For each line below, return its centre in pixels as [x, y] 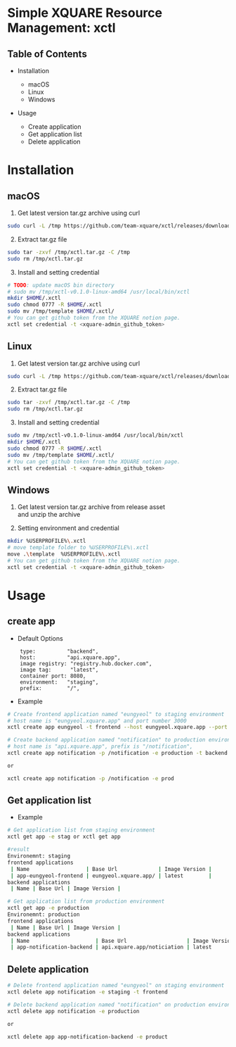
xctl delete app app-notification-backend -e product [88, 1036]
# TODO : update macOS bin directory [61, 285]
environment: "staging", [59, 682]
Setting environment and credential [68, 528]
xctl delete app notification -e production [73, 1011]
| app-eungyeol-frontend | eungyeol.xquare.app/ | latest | [111, 876]
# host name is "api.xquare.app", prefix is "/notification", [100, 747]
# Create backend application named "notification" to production [106, 740]
